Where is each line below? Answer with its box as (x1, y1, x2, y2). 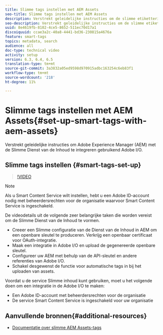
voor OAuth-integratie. (12, 237, 57, 243)
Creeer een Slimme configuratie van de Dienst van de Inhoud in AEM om (12, 227, 157, 233)
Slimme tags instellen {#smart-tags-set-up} (5, 161, 142, 169)
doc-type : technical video (5, 48, 60, 53)
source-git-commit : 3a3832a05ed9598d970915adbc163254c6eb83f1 (5, 66, 133, 71)
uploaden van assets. (12, 268, 55, 274)
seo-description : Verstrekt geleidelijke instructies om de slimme (5, 20, 145, 26)
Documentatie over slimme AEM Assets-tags (12, 325, 102, 331)
